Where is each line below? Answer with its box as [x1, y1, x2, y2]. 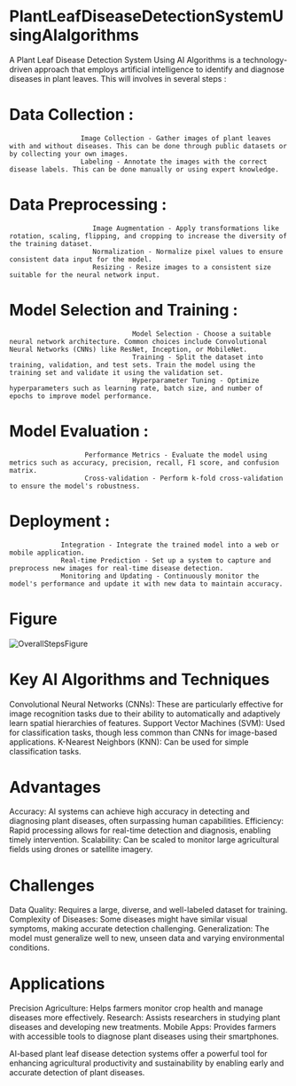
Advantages [9, 777, 102, 797]
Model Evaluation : [9, 420, 149, 441]
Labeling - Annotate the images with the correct [80, 157, 268, 166]
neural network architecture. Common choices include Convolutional [9, 337, 268, 346]
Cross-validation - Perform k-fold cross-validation [84, 474, 284, 483]
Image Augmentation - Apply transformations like [92, 224, 279, 233]
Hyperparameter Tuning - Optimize [131, 376, 260, 385]
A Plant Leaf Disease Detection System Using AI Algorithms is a [9, 54, 242, 65]
